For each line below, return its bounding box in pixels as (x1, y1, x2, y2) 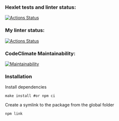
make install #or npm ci (5, 93, 55, 98)
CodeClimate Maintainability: (5, 50, 76, 57)
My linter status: (5, 27, 45, 34)
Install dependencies (5, 84, 47, 90)
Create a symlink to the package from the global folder (5, 102, 115, 108)
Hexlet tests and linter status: (5, 4, 76, 11)
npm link (5, 111, 23, 116)
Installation (5, 73, 33, 80)
